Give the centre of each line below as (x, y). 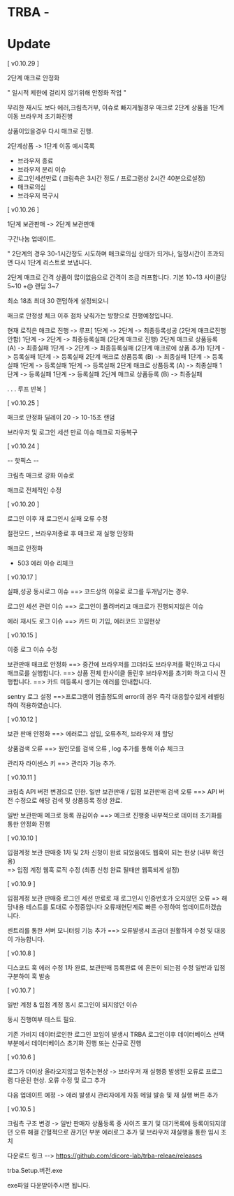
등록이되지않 (209, 1123)
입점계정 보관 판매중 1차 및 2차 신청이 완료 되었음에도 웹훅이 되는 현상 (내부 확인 (116, 852)
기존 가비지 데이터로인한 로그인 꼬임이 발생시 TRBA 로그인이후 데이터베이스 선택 (116, 1035)
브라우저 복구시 (38, 195)
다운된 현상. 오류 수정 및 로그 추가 (60, 1080)
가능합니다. (30, 939)
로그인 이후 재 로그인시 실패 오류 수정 (58, 519)
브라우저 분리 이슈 (42, 170)
